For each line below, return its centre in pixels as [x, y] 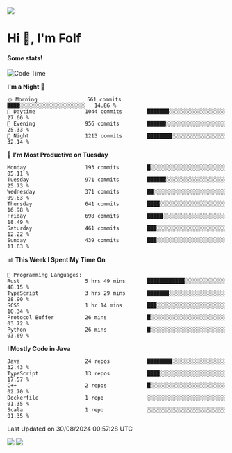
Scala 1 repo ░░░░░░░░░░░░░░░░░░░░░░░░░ [116, 410]
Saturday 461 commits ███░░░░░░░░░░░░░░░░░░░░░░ [116, 228]
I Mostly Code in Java [39, 349]
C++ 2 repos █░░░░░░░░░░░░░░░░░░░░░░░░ [116, 386]
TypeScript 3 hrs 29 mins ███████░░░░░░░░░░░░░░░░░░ [116, 293]
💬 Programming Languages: [44, 275]
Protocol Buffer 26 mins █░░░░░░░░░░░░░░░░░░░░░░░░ [116, 318]
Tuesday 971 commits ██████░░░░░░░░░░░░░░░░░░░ [116, 180]
